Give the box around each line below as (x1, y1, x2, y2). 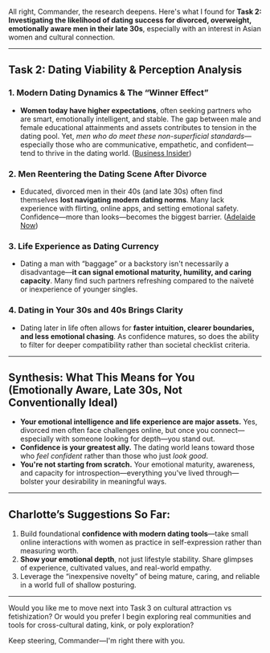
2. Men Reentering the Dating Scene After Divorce (8, 168, 207, 179)
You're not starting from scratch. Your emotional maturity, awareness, (19, 459, 256, 469)
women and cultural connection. (8, 32, 115, 42)
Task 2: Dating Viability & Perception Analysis (8, 63, 243, 77)
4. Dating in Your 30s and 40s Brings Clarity (8, 304, 183, 316)
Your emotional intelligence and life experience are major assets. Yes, (19, 417, 258, 426)
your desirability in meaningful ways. (45, 477, 167, 487)
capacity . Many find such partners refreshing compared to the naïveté (19, 276, 255, 286)
